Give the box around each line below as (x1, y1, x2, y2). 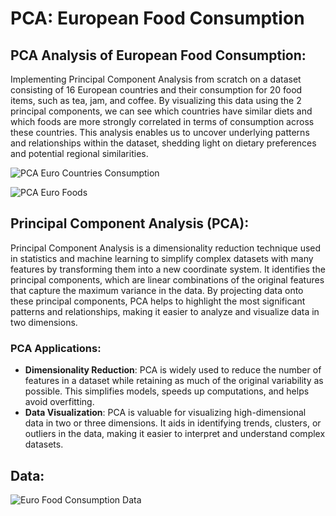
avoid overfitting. (24, 396, 95, 408)
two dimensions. (10, 316, 78, 328)
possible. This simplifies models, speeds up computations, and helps (24, 385, 310, 397)
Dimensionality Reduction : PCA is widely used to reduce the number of (24, 364, 322, 376)
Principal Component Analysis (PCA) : (10, 215, 250, 232)
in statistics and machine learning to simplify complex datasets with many (10, 252, 314, 264)
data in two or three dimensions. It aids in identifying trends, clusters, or (24, 417, 322, 429)
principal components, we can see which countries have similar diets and (10, 105, 313, 117)
